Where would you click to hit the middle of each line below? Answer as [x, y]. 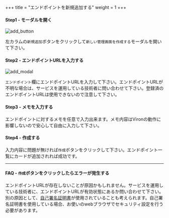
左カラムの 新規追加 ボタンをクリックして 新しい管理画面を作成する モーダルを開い [83, 42]
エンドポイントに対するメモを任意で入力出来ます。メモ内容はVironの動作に [83, 119]
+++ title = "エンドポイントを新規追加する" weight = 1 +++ [66, 7]
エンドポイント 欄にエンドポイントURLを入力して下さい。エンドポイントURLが [84, 82]
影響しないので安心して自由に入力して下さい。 [54, 125]
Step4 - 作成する [23, 138]
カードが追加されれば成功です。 [47, 156]
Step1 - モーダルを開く [29, 20]
